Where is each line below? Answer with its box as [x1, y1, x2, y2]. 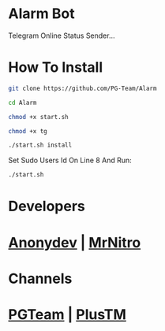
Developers [8, 198, 85, 215]
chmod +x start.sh [8, 113, 69, 121]
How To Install [8, 58, 103, 76]
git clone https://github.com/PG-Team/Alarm [8, 84, 157, 92]
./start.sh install [8, 141, 73, 150]
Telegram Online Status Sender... [8, 31, 116, 40]
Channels [8, 270, 73, 288]
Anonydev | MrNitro [8, 233, 141, 251]
